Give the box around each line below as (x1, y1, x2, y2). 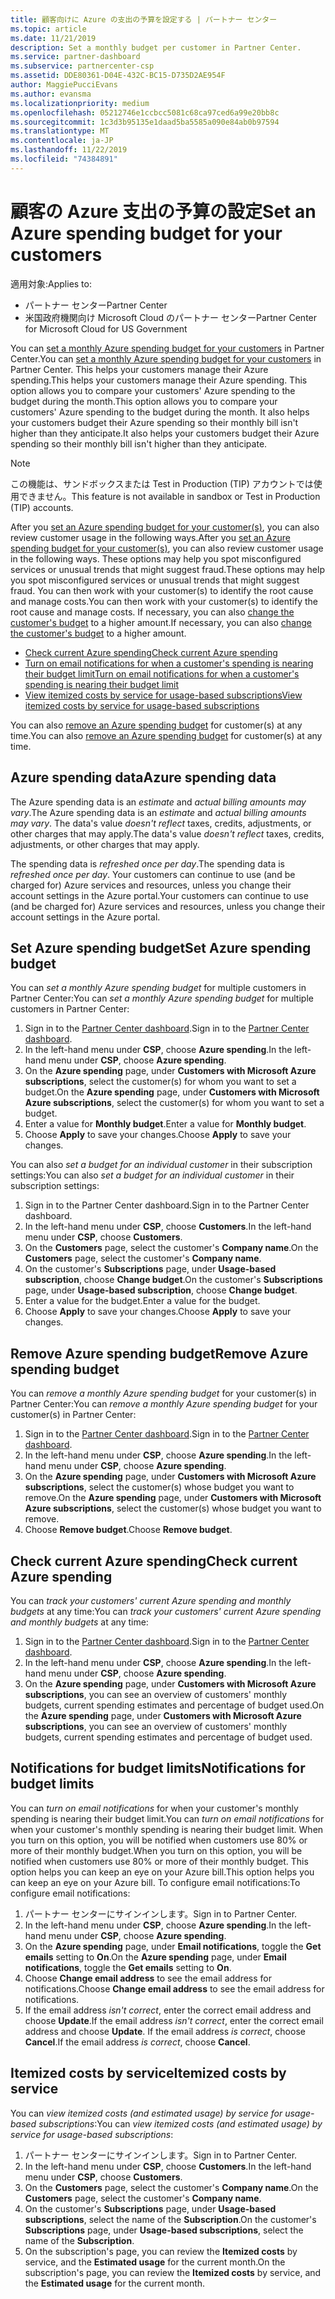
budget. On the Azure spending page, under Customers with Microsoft (24, 1086, 320, 1098)
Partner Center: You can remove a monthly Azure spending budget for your (10, 1398, 318, 1410)
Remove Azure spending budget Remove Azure (10, 1345, 309, 1362)
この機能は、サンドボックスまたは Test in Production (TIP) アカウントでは (10, 477, 314, 490)
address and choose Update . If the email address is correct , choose (24, 2025, 306, 2037)
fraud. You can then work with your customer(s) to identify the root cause (10, 584, 314, 596)
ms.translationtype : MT (10, 126, 110, 136)
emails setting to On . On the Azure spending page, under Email (24, 1951, 287, 1963)
